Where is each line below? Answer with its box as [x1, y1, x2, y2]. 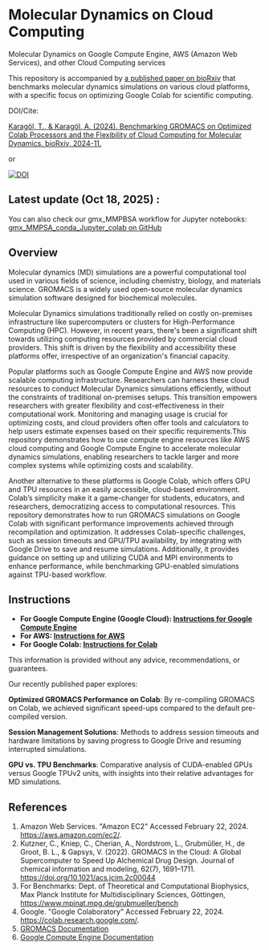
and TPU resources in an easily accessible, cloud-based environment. [8, 484, 241, 494]
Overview [8, 246, 59, 260]
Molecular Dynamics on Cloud [8, 6, 214, 24]
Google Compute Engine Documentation [19, 932, 154, 942]
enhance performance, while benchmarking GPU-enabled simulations [8, 561, 239, 570]
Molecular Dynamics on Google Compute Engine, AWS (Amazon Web [8, 49, 238, 59]
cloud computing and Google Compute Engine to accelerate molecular [8, 443, 242, 453]
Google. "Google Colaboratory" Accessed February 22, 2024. [19, 907, 225, 916]
